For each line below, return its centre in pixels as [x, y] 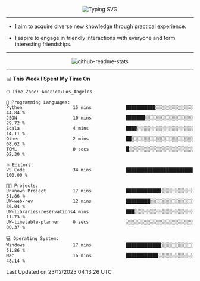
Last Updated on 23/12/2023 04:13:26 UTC [59, 272]
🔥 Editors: [20, 165]
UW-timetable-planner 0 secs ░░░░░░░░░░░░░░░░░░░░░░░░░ [100, 222]
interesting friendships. [43, 44]
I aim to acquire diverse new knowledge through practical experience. [100, 26]
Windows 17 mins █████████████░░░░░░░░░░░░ [100, 245]
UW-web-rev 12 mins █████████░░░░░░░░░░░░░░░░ [100, 201]
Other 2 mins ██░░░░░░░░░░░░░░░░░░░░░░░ [100, 139]
